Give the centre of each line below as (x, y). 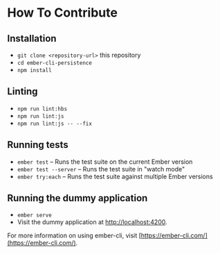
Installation (32, 39)
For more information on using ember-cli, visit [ (74, 236)
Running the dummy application (77, 198)
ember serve (34, 215)
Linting (22, 92)
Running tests (38, 145)
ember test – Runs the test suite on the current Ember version (105, 162)
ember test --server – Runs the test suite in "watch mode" (101, 169)
